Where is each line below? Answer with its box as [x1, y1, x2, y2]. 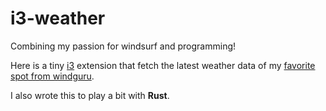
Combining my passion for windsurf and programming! [10, 40, 237, 52]
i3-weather [10, 7, 106, 30]
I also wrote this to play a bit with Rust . [10, 89, 170, 101]
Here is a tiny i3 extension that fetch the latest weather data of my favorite [10, 59, 316, 71]
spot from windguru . [10, 70, 95, 82]
